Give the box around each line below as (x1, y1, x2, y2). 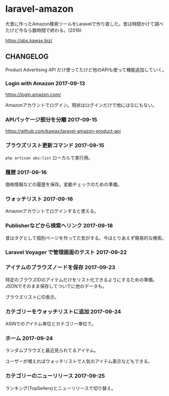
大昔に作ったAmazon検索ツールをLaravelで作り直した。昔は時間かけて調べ (5, 21, 164, 27)
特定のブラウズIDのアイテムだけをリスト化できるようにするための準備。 (5, 276, 158, 282)
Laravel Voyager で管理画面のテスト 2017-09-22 (5, 249, 127, 256)
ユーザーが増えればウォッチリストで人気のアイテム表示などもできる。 (5, 358, 153, 365)
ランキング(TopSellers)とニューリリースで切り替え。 (5, 385, 116, 391)
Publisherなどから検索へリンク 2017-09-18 (5, 222, 113, 229)
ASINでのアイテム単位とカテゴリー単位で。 (5, 320, 96, 327)
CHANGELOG (5, 52, 49, 61)
